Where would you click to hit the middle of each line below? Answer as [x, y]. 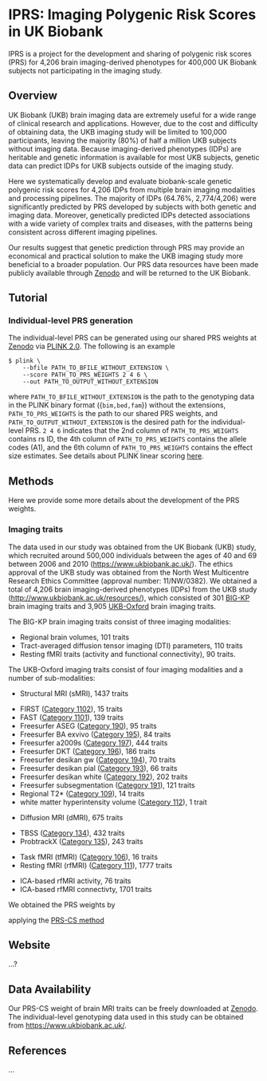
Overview [33, 96]
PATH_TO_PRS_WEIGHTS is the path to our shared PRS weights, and [113, 414]
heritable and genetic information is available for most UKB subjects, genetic [134, 157]
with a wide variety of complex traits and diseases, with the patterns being [131, 223]
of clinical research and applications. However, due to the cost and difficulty [133, 123]
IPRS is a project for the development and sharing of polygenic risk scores [130, 53]
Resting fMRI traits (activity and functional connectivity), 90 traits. [128, 654]
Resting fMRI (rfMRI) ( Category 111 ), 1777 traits [96, 865]
